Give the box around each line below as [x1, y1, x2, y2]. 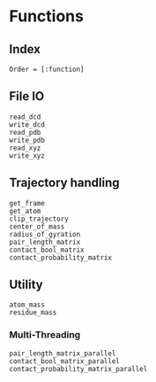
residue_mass [9, 308, 57, 317]
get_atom [9, 207, 41, 215]
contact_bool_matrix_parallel [9, 356, 121, 365]
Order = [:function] [9, 65, 85, 74]
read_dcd [9, 113, 41, 121]
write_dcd [9, 120, 46, 129]
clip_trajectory [9, 214, 69, 223]
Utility [9, 277, 43, 292]
